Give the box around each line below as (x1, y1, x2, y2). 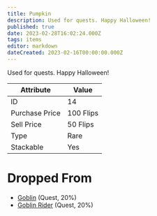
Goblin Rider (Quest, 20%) (17, 201, 94, 209)
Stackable (10, 142, 44, 152)
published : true (7, 23, 54, 30)
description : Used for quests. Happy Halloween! (7, 17, 151, 24)
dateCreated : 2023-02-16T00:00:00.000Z (7, 50, 124, 57)
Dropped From (7, 171, 92, 186)
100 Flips (67, 108, 99, 117)
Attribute (20, 85, 51, 94)
